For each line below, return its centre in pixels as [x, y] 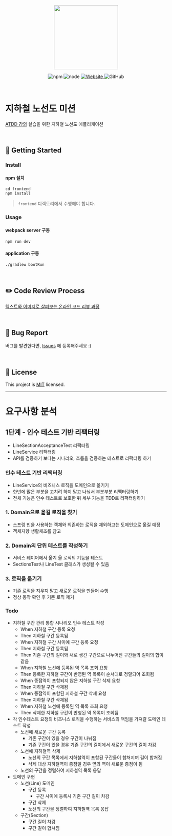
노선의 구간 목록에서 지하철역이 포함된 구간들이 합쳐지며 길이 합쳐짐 [95, 757]
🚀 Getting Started [34, 151]
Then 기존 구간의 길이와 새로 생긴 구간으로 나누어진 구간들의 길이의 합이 [92, 655]
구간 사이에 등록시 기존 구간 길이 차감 [72, 796]
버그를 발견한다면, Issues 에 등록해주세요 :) [48, 346]
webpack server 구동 [28, 230]
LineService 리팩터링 [34, 452]
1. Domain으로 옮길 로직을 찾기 [41, 512]
